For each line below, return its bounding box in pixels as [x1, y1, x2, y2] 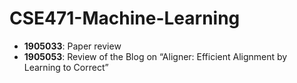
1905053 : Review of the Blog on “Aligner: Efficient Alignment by [23, 50, 288, 62]
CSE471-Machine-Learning [9, 7, 241, 30]
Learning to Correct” [23, 61, 109, 73]
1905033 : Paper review [23, 40, 122, 52]
